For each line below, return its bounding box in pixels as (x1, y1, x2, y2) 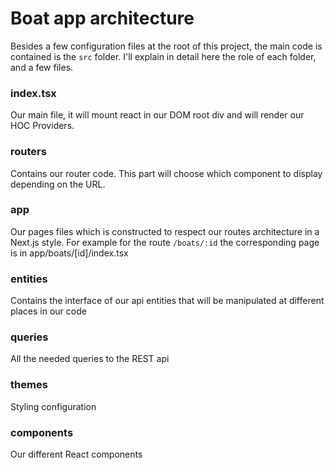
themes (10, 378, 48, 392)
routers (10, 145, 47, 159)
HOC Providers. (10, 120, 75, 132)
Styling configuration (10, 400, 97, 412)
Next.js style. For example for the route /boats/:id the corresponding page (10, 236, 320, 248)
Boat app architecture (10, 7, 195, 30)
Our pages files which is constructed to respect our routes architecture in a (10, 225, 320, 237)
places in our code (10, 305, 87, 317)
